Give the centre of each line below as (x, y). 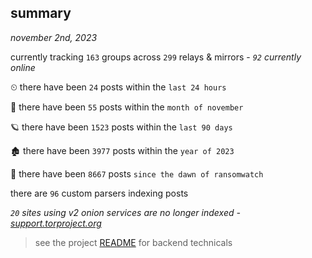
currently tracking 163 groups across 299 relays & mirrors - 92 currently (156, 57)
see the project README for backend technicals (133, 242)
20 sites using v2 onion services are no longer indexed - (125, 212)
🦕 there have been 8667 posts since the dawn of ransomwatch (137, 173)
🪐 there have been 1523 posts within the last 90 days (121, 127)
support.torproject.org (56, 223)
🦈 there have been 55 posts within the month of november (127, 107)
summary (41, 13)
